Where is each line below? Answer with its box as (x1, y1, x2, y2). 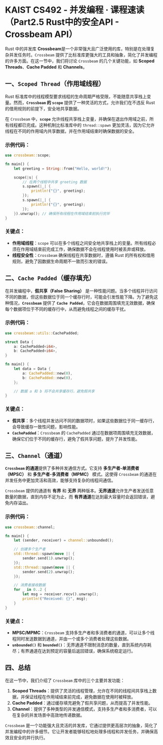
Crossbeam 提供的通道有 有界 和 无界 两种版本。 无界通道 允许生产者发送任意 (5, 488, 154, 494)
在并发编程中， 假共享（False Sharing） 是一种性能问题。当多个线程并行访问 (5, 288, 158, 293)
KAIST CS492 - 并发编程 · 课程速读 (5, 4, 145, 16)
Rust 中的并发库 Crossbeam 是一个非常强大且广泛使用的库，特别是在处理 (5, 46, 151, 52)
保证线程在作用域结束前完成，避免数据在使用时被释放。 (25, 694, 136, 700)
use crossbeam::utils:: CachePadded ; (5, 330, 79, 336)
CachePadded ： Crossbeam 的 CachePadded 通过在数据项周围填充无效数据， (12, 430, 156, 436)
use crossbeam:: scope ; (5, 153, 51, 158)
